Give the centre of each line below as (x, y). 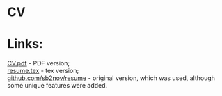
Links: (25, 44)
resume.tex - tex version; (43, 71)
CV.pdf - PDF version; (39, 63)
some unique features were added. (57, 86)
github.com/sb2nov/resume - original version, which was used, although (111, 78)
